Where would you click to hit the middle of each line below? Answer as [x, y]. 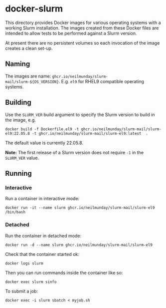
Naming [18, 64]
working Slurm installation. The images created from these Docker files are [82, 28]
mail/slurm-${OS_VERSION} [32, 82]
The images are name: [28, 76]
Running [19, 173]
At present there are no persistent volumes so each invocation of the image [83, 43]
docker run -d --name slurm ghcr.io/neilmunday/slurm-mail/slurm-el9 [79, 245]
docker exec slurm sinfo [31, 282]
